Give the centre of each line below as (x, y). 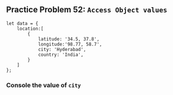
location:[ (30, 28)
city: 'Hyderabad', (62, 49)
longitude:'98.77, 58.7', (70, 44)
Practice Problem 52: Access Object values (87, 10)
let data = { (22, 23)
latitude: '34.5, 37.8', (69, 39)
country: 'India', (61, 55)
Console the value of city (44, 85)
